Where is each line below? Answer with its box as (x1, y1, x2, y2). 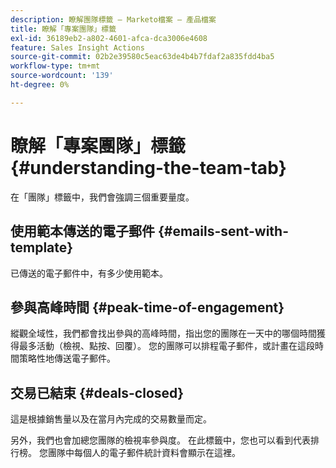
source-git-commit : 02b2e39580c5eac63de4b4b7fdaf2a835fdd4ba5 (10, 52, 275, 62)
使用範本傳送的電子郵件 (10, 223, 155, 240)
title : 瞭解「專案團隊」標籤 (10, 24, 117, 34)
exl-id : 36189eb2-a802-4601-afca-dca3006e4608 (10, 33, 208, 43)
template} (10, 239, 74, 256)
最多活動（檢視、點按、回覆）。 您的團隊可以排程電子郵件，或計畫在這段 (18, 340, 315, 352)
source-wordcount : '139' (10, 71, 114, 81)
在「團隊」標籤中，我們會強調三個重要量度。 (10, 191, 195, 203)
